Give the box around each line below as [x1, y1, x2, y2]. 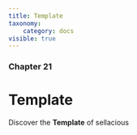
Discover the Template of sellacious [8, 118, 130, 128]
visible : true [8, 34, 57, 43]
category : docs [23, 27, 75, 35]
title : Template [8, 11, 63, 20]
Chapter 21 [8, 61, 53, 73]
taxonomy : [8, 19, 42, 27]
